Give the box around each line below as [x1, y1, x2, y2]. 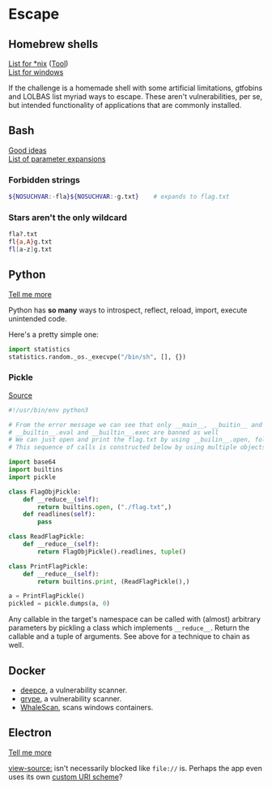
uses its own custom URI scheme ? [8, 772, 123, 782]
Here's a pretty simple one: [8, 330, 99, 339]
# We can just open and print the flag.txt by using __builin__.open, [8, 436, 252, 444]
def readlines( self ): [23, 511, 96, 519]
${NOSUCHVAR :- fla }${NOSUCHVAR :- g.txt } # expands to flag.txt [8, 192, 230, 201]
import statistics [8, 345, 70, 353]
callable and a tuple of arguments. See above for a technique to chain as [8, 632, 250, 641]
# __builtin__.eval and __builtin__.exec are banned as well [8, 428, 219, 437]
